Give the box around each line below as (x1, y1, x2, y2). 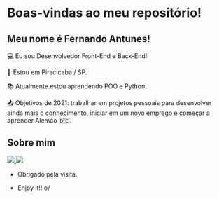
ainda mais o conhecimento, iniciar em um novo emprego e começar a (7, 109, 210, 117)
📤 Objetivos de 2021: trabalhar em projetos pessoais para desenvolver (7, 99, 212, 107)
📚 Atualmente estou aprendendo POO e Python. (7, 82, 147, 90)
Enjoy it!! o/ (17, 184, 50, 192)
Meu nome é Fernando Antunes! (7, 33, 150, 45)
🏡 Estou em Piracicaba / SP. (7, 68, 87, 76)
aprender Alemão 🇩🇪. (7, 116, 72, 124)
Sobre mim (7, 137, 56, 149)
